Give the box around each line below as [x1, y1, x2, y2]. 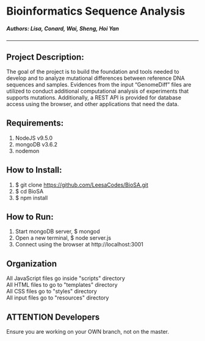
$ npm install [15, 194, 48, 201]
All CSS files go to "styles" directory [6, 288, 98, 295]
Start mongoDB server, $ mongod [15, 228, 100, 235]
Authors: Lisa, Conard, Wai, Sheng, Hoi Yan [6, 24, 120, 32]
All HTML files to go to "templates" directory [6, 281, 118, 289]
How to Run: [6, 212, 54, 222]
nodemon [15, 147, 40, 154]
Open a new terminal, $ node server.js [15, 234, 112, 242]
